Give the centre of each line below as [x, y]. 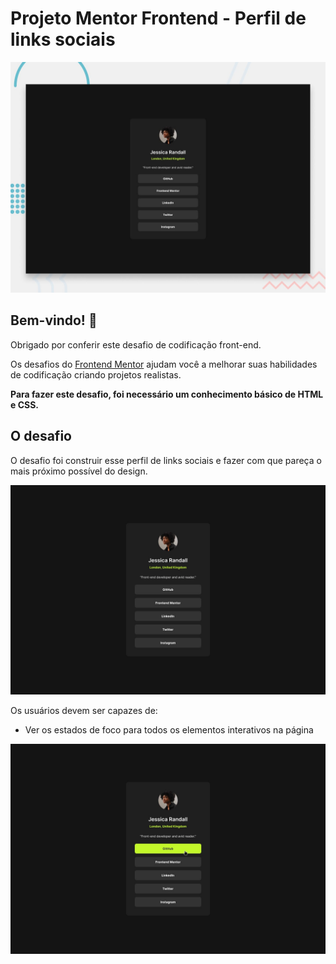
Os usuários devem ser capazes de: [84, 711]
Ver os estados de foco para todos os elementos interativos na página [169, 730]
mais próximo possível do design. [79, 471]
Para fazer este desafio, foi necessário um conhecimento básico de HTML [167, 394]
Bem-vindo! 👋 [54, 320]
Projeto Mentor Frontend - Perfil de [158, 18]
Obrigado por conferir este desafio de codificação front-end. [136, 344]
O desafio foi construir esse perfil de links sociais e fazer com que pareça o [166, 460]
